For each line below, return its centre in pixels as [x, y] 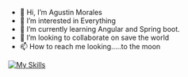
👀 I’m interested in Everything [68, 21]
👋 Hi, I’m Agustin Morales [61, 12]
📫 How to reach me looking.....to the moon [90, 46]
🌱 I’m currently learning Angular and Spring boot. [100, 29]
